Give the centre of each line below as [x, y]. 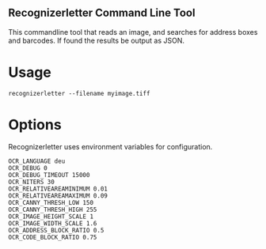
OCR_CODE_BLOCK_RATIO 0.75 [53, 237]
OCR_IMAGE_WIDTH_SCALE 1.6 [53, 223]
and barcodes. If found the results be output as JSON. [96, 40]
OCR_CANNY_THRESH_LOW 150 [51, 202]
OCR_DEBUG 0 [28, 168]
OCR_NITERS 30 [32, 182]
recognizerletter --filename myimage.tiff [79, 93]
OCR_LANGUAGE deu [37, 161]
